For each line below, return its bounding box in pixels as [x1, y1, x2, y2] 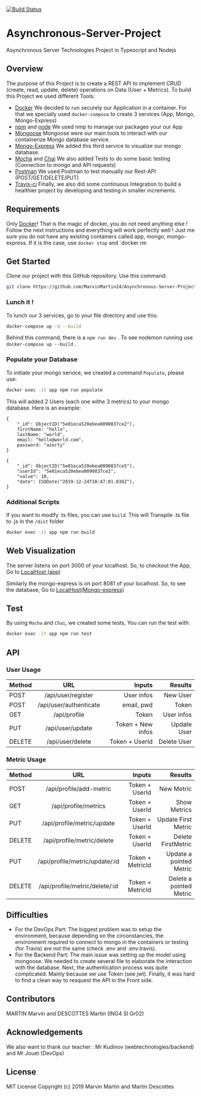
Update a [166, 850, 192, 858]
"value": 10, [17, 473, 50, 479]
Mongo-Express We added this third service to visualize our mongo [14, 142, 181, 149]
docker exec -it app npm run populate [6, 387, 103, 393]
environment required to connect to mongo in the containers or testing [14, 938, 188, 946]
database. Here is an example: [6, 404, 81, 411]
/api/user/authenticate [38, 701, 100, 709]
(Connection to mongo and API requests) [14, 161, 116, 168]
